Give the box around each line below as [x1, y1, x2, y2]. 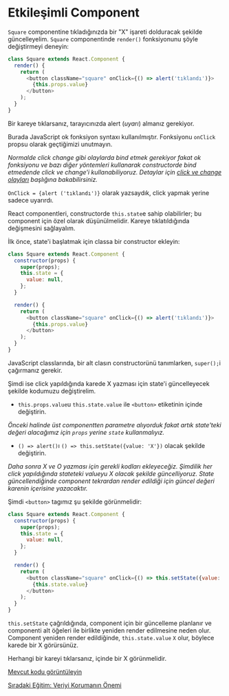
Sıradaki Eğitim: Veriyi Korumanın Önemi [8, 681, 122, 690]
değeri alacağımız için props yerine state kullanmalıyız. [8, 428, 165, 436]
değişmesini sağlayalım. [8, 224, 76, 232]
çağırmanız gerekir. [8, 366, 63, 374]
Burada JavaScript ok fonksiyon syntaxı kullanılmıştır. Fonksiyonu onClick [8, 132, 216, 141]
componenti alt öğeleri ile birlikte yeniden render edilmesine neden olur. [8, 626, 211, 635]
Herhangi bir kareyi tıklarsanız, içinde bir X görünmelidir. [8, 655, 167, 663]
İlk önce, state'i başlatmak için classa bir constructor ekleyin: [8, 237, 180, 245]
